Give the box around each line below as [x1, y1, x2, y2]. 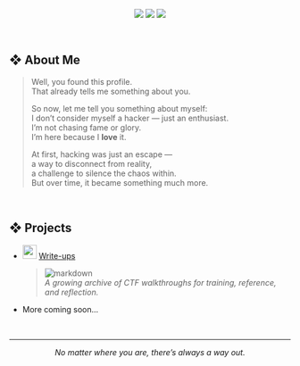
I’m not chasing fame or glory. [30, 121, 141, 133]
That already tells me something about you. [30, 86, 191, 96]
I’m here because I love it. [30, 131, 127, 142]
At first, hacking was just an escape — [30, 148, 173, 160]
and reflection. [44, 287, 99, 297]
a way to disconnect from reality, [30, 158, 153, 169]
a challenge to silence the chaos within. [30, 168, 177, 179]
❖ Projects [9, 220, 72, 236]
